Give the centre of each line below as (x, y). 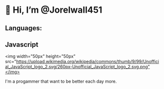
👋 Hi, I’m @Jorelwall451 (54, 10)
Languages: (24, 28)
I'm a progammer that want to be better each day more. (61, 81)
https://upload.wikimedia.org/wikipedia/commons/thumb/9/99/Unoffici (88, 62)
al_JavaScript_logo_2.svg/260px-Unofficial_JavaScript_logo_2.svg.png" (78, 67)
